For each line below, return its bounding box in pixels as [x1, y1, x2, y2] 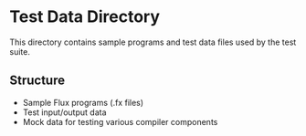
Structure [9, 73, 66, 89]
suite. [9, 46, 30, 57]
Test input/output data [22, 107, 107, 118]
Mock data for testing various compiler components [22, 116, 218, 127]
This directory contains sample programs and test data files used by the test [9, 37, 297, 47]
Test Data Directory [9, 6, 161, 27]
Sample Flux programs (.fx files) [22, 97, 144, 108]
